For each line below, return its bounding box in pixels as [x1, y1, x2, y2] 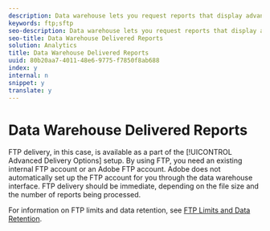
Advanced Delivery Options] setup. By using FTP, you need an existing [8, 156, 243, 165]
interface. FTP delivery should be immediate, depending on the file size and [8, 181, 260, 191]
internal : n [8, 71, 48, 79]
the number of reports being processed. [8, 190, 141, 200]
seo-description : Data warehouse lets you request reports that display [8, 26, 257, 34]
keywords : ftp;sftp [8, 19, 74, 27]
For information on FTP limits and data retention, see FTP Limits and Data [8, 205, 251, 215]
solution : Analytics [8, 42, 78, 50]
